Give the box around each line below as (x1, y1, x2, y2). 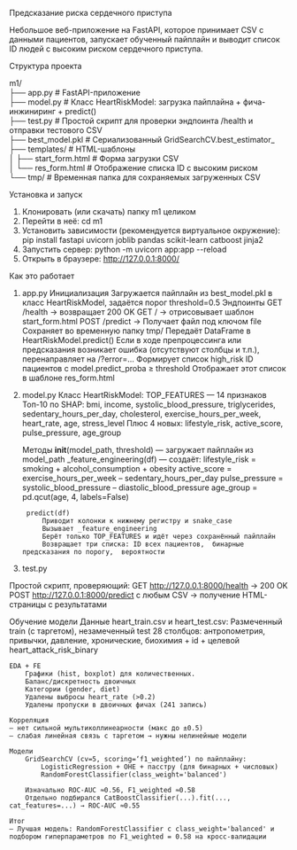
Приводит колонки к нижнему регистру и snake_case (42, 517, 232, 526)
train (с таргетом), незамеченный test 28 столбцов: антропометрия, (9, 626, 265, 636)
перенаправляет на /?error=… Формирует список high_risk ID (21, 354, 254, 364)
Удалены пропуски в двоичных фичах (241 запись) (25, 700, 208, 709)
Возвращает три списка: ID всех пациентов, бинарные (42, 540, 245, 549)
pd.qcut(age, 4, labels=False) (21, 492, 130, 502)
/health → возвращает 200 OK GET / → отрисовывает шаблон (21, 307, 255, 317)
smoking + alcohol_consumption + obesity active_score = (21, 464, 232, 473)
